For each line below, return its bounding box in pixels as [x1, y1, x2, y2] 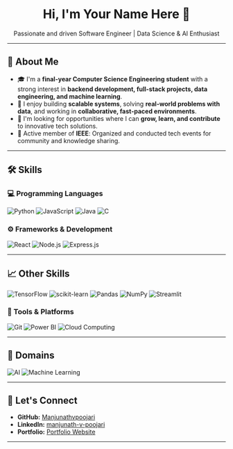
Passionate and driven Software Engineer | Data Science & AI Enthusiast [13, 29, 220, 38]
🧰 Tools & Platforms [7, 307, 74, 317]
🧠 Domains [7, 350, 55, 361]
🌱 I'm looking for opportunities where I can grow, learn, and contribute [17, 114, 221, 122]
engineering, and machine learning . [17, 92, 123, 100]
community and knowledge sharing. [17, 136, 120, 145]
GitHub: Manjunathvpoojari [17, 413, 96, 421]
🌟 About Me [7, 56, 59, 68]
